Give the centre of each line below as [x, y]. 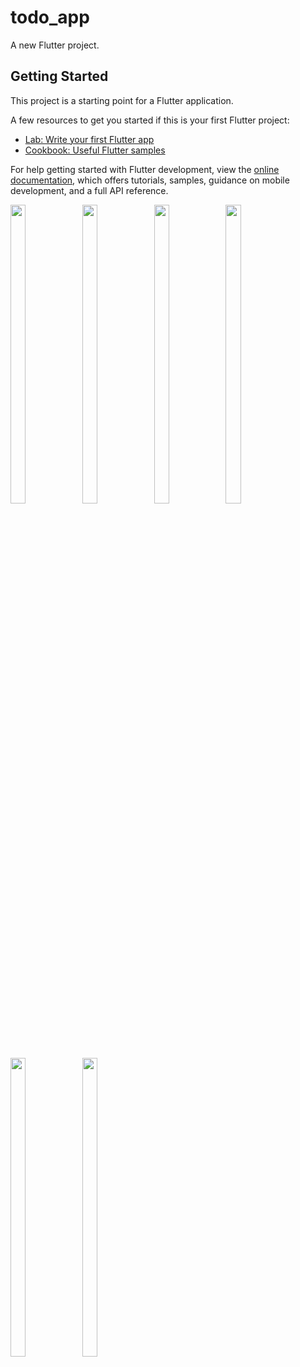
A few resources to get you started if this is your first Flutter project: [150, 120]
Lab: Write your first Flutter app [89, 139]
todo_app [50, 17]
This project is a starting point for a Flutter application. [122, 100]
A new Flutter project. [55, 45]
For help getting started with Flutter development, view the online [145, 169]
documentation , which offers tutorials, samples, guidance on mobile [150, 180]
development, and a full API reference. [89, 190]
